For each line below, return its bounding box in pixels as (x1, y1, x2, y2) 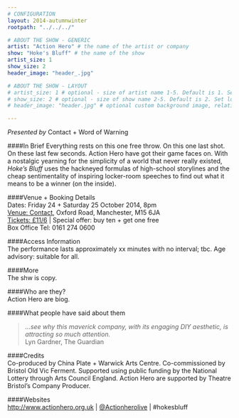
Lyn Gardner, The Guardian (24, 338, 105, 346)
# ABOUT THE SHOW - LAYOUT (7, 82, 87, 90)
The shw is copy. (7, 274, 58, 282)
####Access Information (7, 237, 80, 246)
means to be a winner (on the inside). (7, 179, 117, 188)
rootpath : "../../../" (7, 23, 75, 31)
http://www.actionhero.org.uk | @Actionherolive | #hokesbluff (7, 403, 188, 412)
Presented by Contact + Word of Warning (7, 128, 129, 136)
